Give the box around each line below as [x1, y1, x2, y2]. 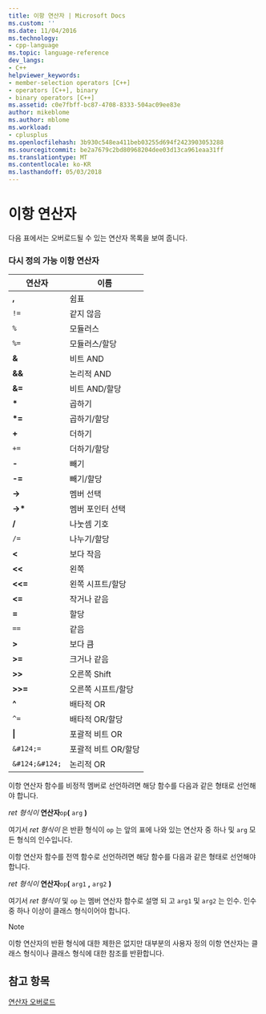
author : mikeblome [8, 109, 70, 117]
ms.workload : [8, 123, 52, 131]
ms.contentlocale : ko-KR [8, 161, 91, 169]
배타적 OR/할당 [69, 714, 123, 725]
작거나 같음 [69, 594, 110, 605]
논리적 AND [69, 368, 112, 380]
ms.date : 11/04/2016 [8, 26, 78, 34]
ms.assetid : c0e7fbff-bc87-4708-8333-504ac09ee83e [8, 101, 181, 109]
